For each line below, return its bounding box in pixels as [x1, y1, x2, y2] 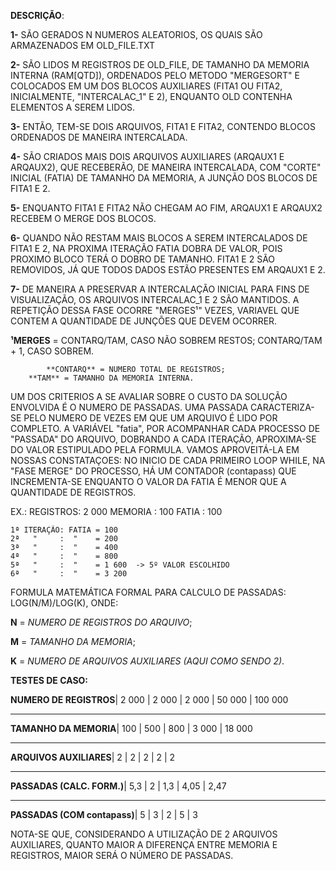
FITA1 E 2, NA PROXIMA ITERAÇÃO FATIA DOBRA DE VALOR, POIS [10, 243, 283, 254]
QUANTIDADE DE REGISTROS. [10, 486, 137, 498]
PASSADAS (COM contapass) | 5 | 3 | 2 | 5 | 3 [10, 809, 198, 820]
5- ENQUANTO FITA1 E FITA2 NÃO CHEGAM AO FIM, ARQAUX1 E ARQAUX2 [10, 202, 323, 214]
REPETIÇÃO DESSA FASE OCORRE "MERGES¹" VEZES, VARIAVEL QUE [10, 305, 300, 316]
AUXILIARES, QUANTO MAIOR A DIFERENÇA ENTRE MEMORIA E [10, 839, 278, 850]
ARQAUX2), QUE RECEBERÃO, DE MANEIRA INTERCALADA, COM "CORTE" [10, 161, 322, 173]
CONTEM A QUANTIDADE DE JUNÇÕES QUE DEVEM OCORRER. [10, 315, 278, 327]
